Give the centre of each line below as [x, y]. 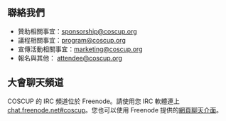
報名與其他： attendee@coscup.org [70, 58]
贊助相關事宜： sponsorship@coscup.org [77, 31]
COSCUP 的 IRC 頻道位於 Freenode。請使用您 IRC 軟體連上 [93, 101]
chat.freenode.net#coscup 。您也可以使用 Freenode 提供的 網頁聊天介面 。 [115, 110]
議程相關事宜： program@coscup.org [71, 40]
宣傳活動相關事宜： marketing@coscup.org [80, 49]
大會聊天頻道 [36, 83]
